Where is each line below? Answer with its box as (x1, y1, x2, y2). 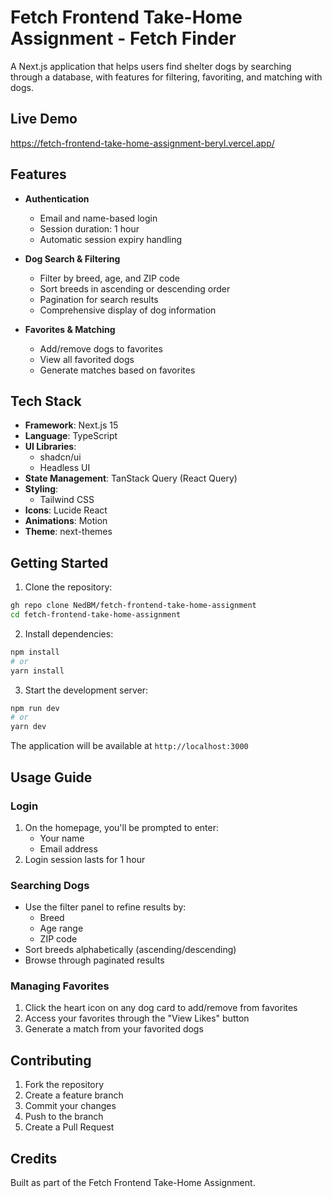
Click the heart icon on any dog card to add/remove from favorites (24, 1002, 298, 1014)
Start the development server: (24, 684, 149, 696)
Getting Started (10, 554, 109, 571)
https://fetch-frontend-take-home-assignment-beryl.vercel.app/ (10, 137, 275, 149)
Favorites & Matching (24, 323, 116, 335)
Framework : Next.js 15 (24, 419, 119, 431)
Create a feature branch (24, 1089, 124, 1101)
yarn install (10, 666, 65, 676)
